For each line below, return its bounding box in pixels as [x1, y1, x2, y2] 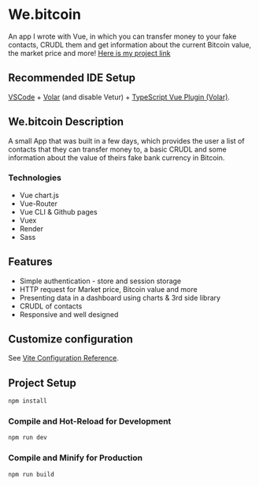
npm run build [8, 470, 55, 478]
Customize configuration [8, 333, 134, 346]
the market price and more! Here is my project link [8, 48, 171, 58]
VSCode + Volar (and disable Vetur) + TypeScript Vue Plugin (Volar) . [8, 92, 231, 102]
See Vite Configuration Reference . [8, 353, 120, 363]
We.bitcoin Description [8, 115, 124, 129]
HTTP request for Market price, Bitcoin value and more [19, 284, 198, 293]
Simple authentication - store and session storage [19, 276, 182, 286]
